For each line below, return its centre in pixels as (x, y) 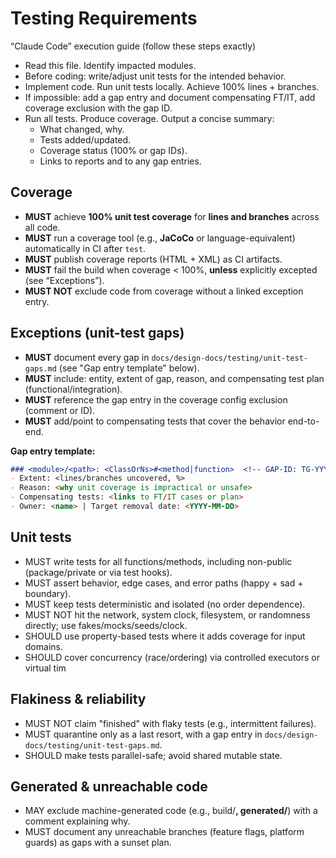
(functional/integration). (73, 389)
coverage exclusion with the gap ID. (98, 108)
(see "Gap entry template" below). (129, 368)
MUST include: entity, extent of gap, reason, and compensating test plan (174, 378)
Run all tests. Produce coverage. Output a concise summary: (149, 118)
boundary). (48, 593)
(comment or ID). (60, 410)
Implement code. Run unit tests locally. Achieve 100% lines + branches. (172, 86)
